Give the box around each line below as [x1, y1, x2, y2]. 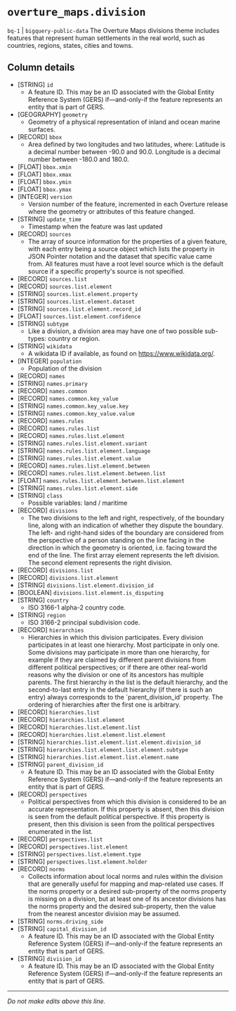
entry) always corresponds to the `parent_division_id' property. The [27, 693, 223, 701]
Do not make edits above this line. [7, 997, 106, 1005]
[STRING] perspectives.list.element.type [17, 849, 142, 858]
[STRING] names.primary [17, 379, 88, 387]
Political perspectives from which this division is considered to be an [27, 797, 227, 806]
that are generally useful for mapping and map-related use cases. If [27, 880, 224, 888]
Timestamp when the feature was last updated [27, 222, 163, 231]
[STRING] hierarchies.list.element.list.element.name [17, 752, 179, 761]
